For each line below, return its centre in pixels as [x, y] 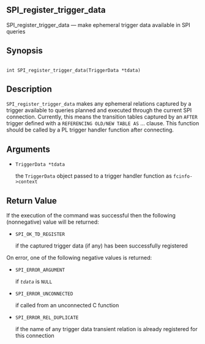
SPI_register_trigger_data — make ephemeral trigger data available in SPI [99, 25]
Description [29, 89]
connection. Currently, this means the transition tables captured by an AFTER [102, 117]
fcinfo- [183, 177]
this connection [35, 336]
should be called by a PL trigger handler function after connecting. [90, 130]
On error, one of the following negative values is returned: [79, 258]
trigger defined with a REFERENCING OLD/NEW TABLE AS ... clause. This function [103, 123]
